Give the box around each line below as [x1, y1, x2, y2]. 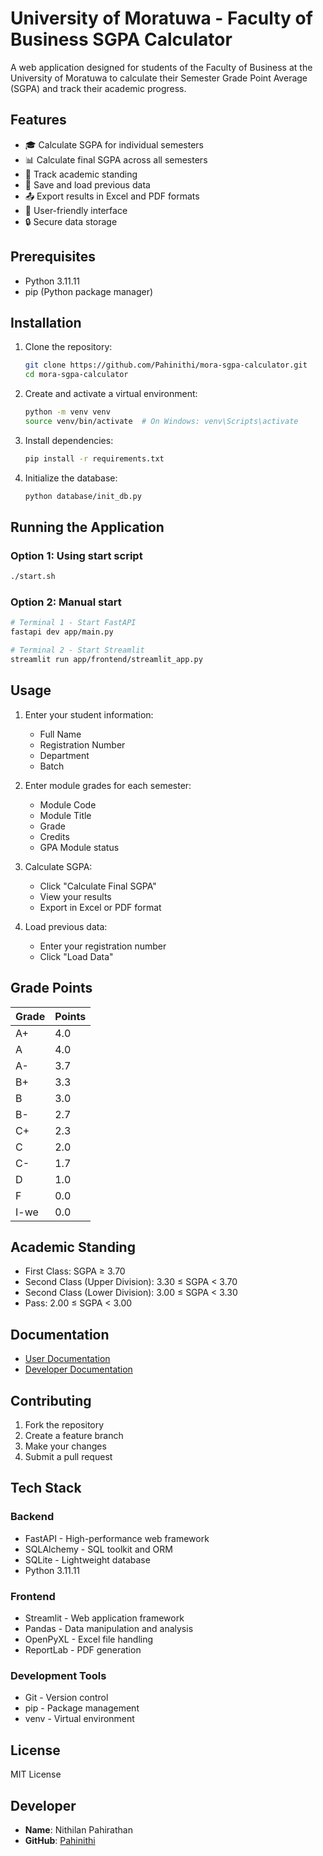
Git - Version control [24, 1692, 109, 1704]
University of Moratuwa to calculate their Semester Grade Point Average [10, 72, 308, 84]
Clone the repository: [24, 341, 113, 353]
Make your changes [24, 1440, 107, 1452]
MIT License [10, 1768, 62, 1781]
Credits [39, 830, 70, 842]
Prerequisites [10, 248, 96, 266]
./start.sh [10, 572, 56, 582]
